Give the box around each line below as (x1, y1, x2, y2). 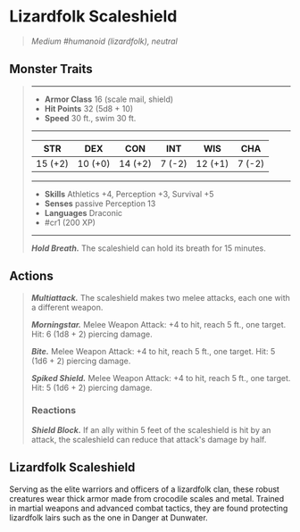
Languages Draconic (44, 207, 123, 218)
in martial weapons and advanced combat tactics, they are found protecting (9, 503, 288, 513)
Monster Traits (9, 62, 94, 77)
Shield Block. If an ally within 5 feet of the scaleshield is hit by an (30, 424, 271, 435)
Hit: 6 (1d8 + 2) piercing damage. (30, 328, 154, 339)
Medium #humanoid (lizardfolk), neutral (30, 36, 179, 46)
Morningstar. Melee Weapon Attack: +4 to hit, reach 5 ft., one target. (30, 319, 287, 329)
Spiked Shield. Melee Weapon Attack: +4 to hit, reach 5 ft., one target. (30, 372, 291, 383)
